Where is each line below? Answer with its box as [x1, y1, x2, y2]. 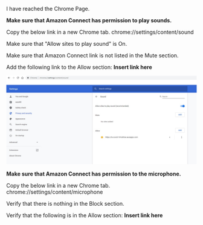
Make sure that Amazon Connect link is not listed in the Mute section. [6, 52, 179, 59]
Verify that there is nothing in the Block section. [6, 200, 125, 208]
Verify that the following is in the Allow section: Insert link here [6, 212, 163, 219]
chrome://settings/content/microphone [6, 188, 103, 195]
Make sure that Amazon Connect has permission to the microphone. [6, 170, 181, 177]
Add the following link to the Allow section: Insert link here [6, 63, 152, 71]
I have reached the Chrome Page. [6, 5, 90, 12]
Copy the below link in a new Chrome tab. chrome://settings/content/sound [6, 28, 195, 36]
